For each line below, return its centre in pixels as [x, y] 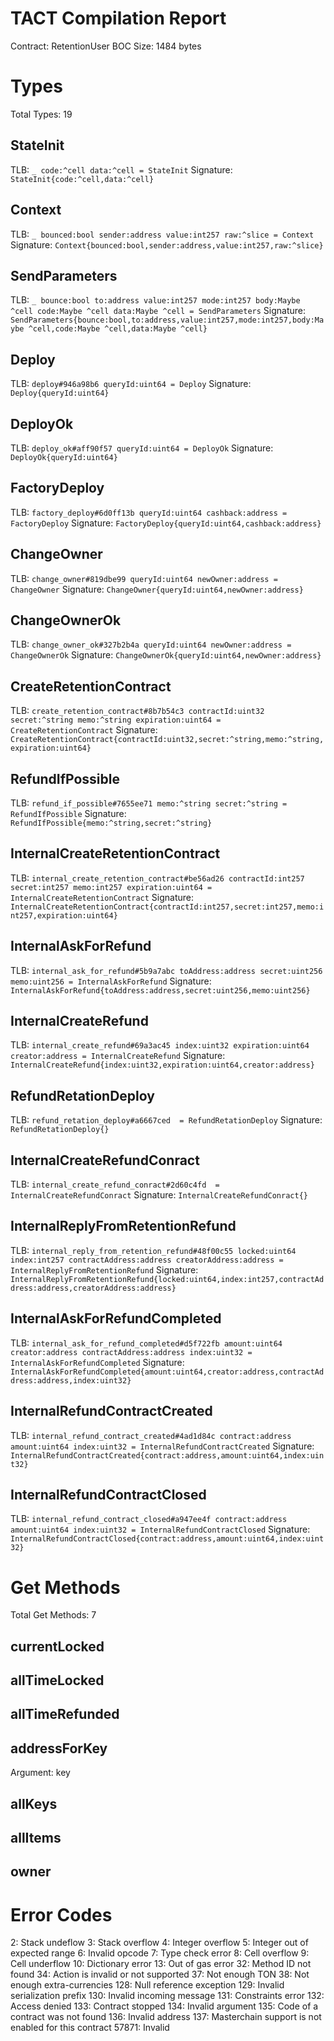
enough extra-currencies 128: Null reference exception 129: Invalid [147, 1985]
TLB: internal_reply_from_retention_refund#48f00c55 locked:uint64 [153, 1250]
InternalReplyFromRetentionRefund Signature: [104, 1269]
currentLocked [57, 1646]
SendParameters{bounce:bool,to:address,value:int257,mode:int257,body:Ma [167, 320]
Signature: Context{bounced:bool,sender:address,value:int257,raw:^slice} [167, 244]
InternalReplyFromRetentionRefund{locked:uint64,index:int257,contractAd [167, 1279]
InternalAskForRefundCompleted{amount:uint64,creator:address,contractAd [167, 1372]
